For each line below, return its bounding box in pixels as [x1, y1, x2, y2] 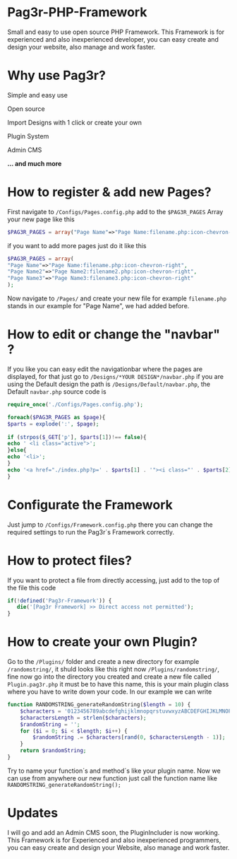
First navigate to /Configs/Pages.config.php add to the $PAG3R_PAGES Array [7, 207, 224, 216]
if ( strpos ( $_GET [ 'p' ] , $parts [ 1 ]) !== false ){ [7, 433, 147, 440]
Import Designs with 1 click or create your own [7, 118, 142, 127]
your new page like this [7, 215, 75, 223]
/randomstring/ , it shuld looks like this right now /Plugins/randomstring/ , [7, 665, 220, 674]
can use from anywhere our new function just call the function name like [7, 773, 217, 782]
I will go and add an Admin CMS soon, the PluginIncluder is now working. [7, 828, 220, 836]
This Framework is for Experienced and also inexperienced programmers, [7, 836, 221, 844]
